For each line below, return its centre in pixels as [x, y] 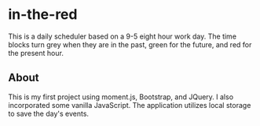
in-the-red [43, 15]
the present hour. [36, 53]
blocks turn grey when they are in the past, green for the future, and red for [130, 44]
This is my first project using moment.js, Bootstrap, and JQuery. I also [121, 97]
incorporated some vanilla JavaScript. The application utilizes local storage [130, 105]
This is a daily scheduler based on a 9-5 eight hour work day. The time [123, 36]
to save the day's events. [48, 113]
